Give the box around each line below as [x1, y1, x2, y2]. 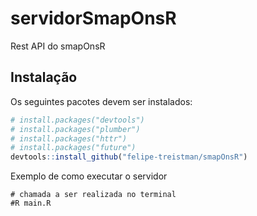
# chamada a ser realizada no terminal [10, 190, 177, 200]
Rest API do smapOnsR [10, 40, 106, 52]
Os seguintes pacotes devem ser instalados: [10, 95, 193, 107]
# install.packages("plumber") [10, 124, 141, 134]
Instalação [10, 69, 78, 86]
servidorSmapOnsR [10, 7, 177, 30]
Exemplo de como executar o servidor [10, 170, 168, 182]
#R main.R [10, 198, 52, 209]
